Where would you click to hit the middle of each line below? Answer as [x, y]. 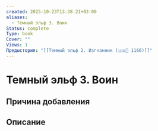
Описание [26, 122]
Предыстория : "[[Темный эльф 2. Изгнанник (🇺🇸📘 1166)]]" [79, 51]
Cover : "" [18, 39]
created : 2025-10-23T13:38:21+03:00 [51, 12]
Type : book [20, 34]
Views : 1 [17, 45]
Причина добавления [48, 102]
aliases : [17, 17]
